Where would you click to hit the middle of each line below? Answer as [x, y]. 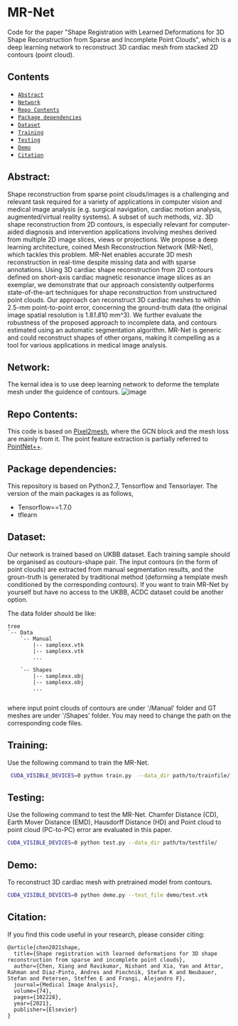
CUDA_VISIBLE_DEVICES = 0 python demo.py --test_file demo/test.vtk [108, 895]
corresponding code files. [45, 723]
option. [18, 599]
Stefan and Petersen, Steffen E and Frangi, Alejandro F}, [97, 978]
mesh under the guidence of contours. [64, 392]
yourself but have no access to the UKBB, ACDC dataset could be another [115, 592]
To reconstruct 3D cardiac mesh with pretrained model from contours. [110, 882]
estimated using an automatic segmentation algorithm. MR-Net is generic [114, 330]
